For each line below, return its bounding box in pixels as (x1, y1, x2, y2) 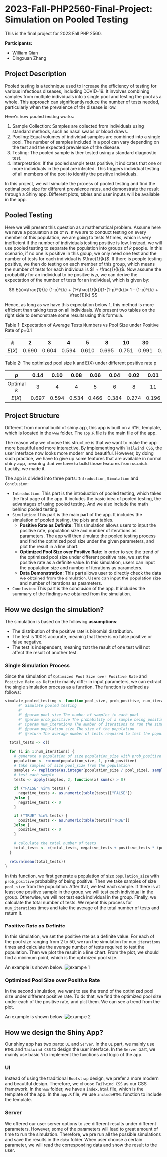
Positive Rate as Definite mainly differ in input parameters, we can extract (5, 679, 162, 685)
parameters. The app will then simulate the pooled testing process (19, 533, 156, 539)
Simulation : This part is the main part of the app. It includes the (12, 512, 143, 518)
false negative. (12, 639, 43, 645)
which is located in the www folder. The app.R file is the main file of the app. (5, 430, 157, 436)
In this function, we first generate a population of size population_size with (5, 873, 159, 879)
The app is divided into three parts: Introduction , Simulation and (5, 475, 139, 481)
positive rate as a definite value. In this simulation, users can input (19, 559, 155, 566)
